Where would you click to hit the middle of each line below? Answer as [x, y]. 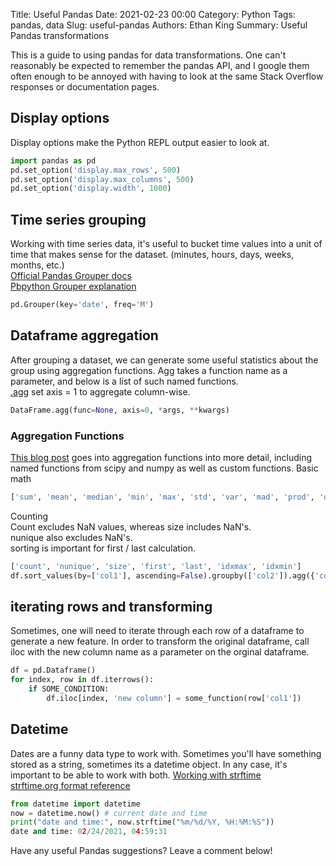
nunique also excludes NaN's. [71, 537]
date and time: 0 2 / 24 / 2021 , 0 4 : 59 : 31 [89, 832]
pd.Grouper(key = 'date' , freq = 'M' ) [82, 305]
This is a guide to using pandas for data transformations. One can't [148, 55]
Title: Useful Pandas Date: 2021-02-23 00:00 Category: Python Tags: [153, 14]
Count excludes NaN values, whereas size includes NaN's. [131, 526]
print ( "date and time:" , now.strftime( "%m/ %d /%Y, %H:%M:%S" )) [142, 822]
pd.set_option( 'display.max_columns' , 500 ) [102, 179]
